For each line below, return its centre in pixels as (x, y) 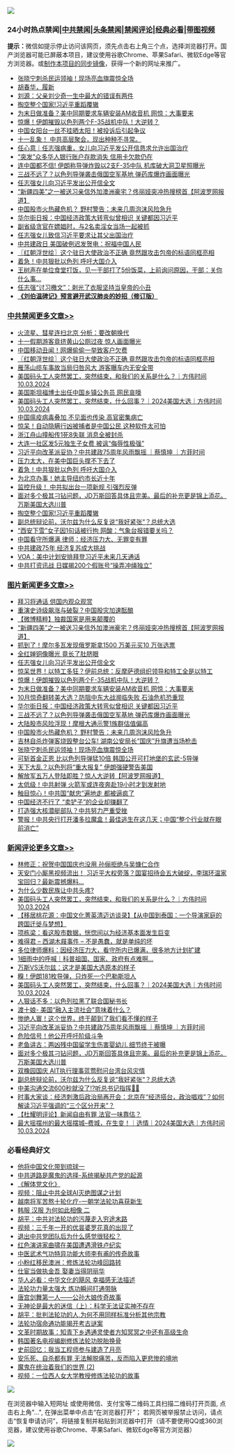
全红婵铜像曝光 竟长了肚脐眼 (58, 653)
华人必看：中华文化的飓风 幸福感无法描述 (76, 1280)
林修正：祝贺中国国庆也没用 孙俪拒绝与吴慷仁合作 (88, 864)
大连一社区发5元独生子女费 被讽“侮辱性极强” (81, 443)
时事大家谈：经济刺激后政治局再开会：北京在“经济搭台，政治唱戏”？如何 (121, 1097)
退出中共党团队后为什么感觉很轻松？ (69, 1237)
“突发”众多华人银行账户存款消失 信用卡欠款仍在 (85, 157)
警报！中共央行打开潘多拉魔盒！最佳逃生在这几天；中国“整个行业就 (113, 819)
